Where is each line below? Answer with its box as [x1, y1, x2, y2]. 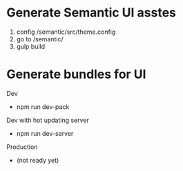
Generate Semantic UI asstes [6, 5, 177, 21]
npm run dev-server [16, 129, 74, 137]
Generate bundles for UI [6, 67, 146, 82]
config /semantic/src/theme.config [16, 28, 116, 36]
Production [6, 143, 38, 151]
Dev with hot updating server [6, 116, 89, 124]
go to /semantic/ [16, 34, 64, 43]
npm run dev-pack [16, 102, 70, 111]
